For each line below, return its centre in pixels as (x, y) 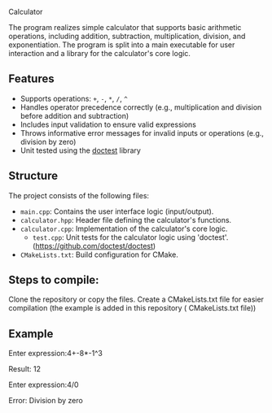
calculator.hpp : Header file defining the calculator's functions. (126, 220)
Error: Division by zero (46, 401)
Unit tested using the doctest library (80, 150)
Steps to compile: (54, 280)
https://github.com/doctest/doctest (94, 246)
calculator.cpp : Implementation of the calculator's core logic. (124, 228)
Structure (33, 176)
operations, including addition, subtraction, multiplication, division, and (127, 36)
